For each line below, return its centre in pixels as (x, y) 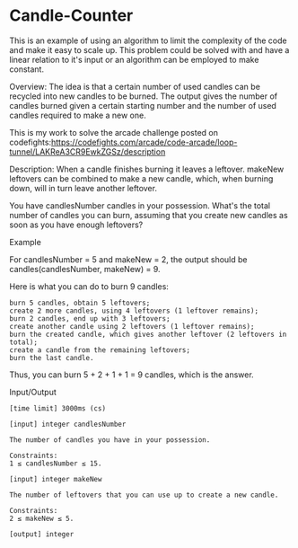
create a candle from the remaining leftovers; (100, 350)
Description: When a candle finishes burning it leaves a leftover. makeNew (147, 169)
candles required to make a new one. (78, 115)
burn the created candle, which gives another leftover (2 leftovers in (148, 334)
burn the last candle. (52, 358)
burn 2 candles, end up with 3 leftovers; (90, 318)
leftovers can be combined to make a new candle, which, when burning (141, 178)
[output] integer (42, 534)
